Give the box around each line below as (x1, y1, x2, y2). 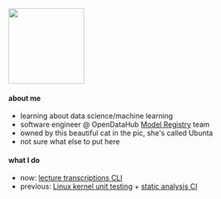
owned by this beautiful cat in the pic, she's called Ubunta (19, 128, 214, 138)
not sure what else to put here (19, 137, 120, 147)
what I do (8, 155, 40, 164)
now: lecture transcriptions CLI (19, 173, 123, 183)
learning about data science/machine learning (19, 111, 173, 121)
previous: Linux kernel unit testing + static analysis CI (19, 181, 198, 192)
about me (8, 93, 41, 103)
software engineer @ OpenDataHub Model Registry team (19, 120, 210, 130)
